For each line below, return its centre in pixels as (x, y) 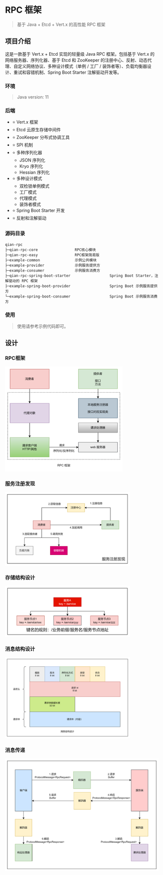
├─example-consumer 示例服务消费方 (53, 270)
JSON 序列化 (32, 160)
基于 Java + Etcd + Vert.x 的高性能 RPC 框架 (61, 24)
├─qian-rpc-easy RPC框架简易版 (52, 255)
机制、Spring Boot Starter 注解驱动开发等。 (78, 72)
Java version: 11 (33, 97)
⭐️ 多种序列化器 (27, 153)
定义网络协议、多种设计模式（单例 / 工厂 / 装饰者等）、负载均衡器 (82, 66)
